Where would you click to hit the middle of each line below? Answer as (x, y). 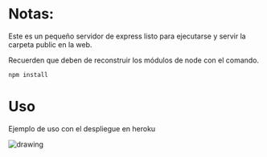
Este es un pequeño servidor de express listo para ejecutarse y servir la (127, 36)
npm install (28, 74)
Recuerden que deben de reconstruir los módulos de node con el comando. (134, 60)
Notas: (31, 14)
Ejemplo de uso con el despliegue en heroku (82, 128)
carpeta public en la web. (50, 44)
